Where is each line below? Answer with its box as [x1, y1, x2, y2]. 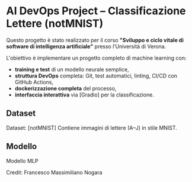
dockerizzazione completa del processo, [14, 84, 117, 92]
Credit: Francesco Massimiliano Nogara [6, 168, 103, 176]
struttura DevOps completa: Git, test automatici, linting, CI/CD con [14, 72, 178, 79]
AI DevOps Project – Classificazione [6, 4, 186, 18]
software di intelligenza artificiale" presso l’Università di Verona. [6, 43, 167, 50]
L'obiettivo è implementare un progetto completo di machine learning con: [6, 54, 187, 61]
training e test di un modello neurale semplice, [14, 65, 129, 73]
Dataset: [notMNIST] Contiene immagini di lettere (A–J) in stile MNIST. [6, 124, 178, 131]
